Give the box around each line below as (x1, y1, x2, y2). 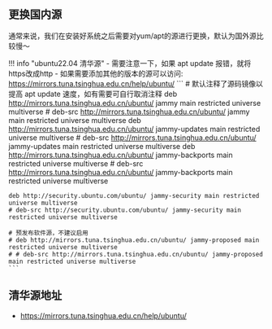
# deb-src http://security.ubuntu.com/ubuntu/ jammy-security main (8, 206, 242, 214)
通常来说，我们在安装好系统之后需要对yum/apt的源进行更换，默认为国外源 (8, 31, 257, 41)
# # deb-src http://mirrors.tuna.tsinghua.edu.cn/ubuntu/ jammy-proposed (8, 250, 264, 258)
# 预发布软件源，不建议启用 (8, 229, 89, 237)
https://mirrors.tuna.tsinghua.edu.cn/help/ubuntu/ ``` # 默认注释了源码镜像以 (8, 78, 264, 88)
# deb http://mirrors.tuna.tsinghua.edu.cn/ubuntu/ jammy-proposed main (8, 235, 260, 244)
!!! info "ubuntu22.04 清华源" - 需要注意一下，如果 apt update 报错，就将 (8, 58, 252, 68)
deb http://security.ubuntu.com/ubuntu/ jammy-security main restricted (8, 191, 260, 200)
